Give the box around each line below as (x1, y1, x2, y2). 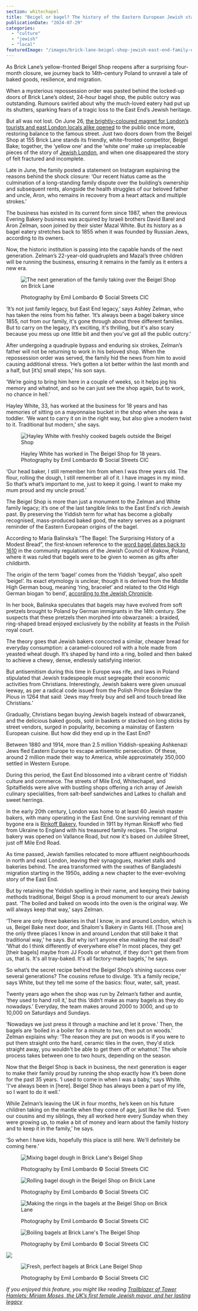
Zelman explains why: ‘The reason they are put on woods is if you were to (6, 1033, 185, 1040)
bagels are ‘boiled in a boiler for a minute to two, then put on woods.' (6, 1027, 173, 1034)
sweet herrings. (6, 796, 44, 803)
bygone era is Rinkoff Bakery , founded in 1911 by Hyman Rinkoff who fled (6, 820, 183, 827)
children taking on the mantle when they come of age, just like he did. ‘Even (6, 1106, 190, 1113)
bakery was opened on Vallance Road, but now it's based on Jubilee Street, (6, 833, 190, 840)
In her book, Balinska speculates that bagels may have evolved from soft (6, 601, 183, 608)
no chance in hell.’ (6, 391, 50, 398)
